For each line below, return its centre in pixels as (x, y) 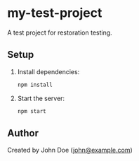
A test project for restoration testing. (60, 32)
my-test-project (55, 13)
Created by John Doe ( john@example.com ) (70, 150)
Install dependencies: (48, 71)
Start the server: (41, 98)
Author (23, 133)
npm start (32, 111)
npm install (35, 85)
